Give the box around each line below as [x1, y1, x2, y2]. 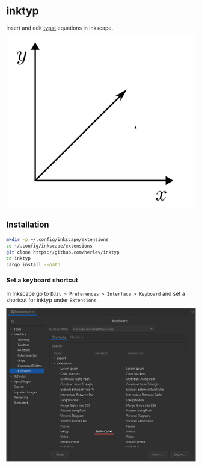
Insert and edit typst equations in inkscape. [6, 24, 114, 31]
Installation [6, 220, 49, 230]
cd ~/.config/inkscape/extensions [6, 243, 93, 249]
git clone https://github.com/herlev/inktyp [6, 249, 120, 255]
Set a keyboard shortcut [6, 276, 78, 284]
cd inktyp [6, 255, 31, 261]
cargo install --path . [6, 262, 66, 268]
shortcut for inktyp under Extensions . [6, 296, 98, 304]
